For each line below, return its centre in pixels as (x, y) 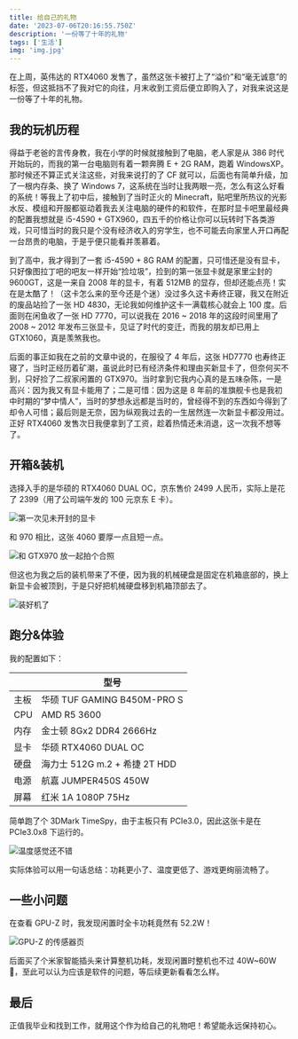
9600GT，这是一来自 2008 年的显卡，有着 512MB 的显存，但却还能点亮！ (144, 282)
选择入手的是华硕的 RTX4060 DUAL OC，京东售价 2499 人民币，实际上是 (143, 488)
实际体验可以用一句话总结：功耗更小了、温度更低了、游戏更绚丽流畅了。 (141, 870)
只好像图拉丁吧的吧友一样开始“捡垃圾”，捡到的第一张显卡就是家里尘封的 (141, 271)
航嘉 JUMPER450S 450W (95, 780)
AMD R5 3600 (71, 714)
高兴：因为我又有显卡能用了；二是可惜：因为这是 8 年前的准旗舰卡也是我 (142, 390)
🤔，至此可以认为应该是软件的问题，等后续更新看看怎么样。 (117, 972)
